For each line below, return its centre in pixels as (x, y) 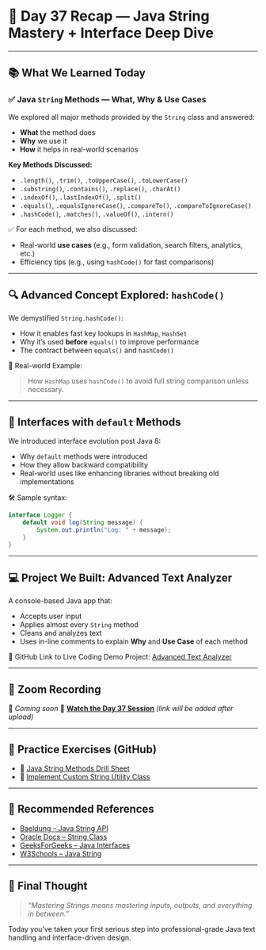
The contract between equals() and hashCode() (97, 350)
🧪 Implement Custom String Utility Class (85, 777)
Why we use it (43, 140)
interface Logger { (40, 515)
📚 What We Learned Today (77, 73)
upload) (21, 717)
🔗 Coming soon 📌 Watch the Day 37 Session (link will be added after (121, 709)
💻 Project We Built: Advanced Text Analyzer (120, 578)
